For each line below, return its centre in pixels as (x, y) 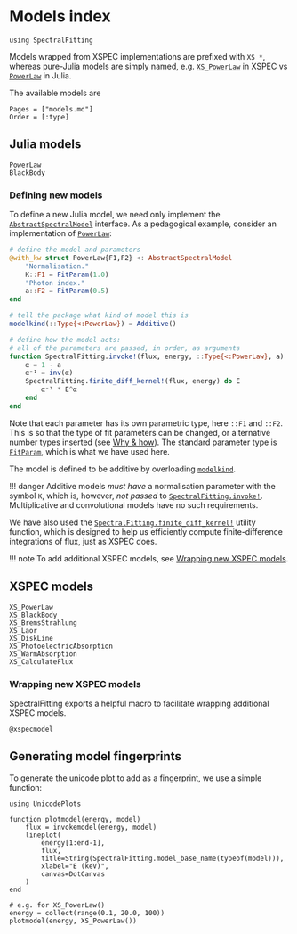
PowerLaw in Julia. (40, 75)
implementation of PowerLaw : (61, 233)
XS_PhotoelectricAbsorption (61, 646)
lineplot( (44, 835)
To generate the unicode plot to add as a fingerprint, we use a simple (136, 778)
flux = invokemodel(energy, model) (91, 827)
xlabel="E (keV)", (75, 866)
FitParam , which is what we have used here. (90, 451)
